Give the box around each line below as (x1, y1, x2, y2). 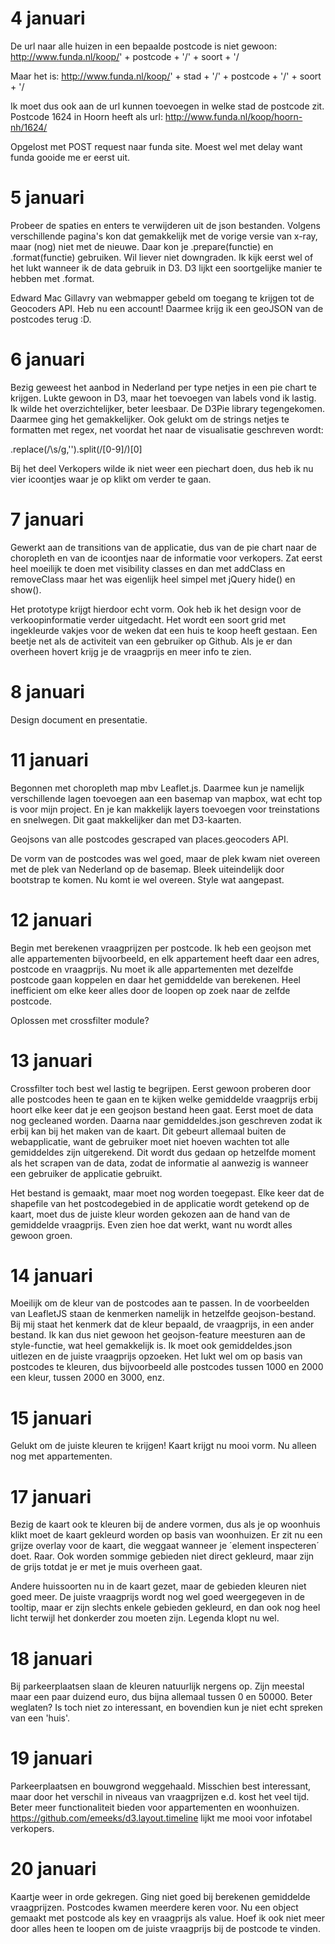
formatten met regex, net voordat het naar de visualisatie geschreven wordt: (10, 423, 324, 436)
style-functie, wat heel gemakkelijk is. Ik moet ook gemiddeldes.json (10, 1340, 293, 1352)
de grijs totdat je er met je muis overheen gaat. (10, 1561, 203, 1573)
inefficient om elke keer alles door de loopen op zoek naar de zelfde (10, 984, 291, 996)
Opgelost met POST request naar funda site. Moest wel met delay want (10, 140, 303, 152)
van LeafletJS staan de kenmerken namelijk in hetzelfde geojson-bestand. (10, 1308, 317, 1320)
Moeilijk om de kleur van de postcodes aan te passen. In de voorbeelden (10, 1297, 310, 1309)
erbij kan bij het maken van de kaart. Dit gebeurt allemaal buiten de (10, 1125, 287, 1137)
